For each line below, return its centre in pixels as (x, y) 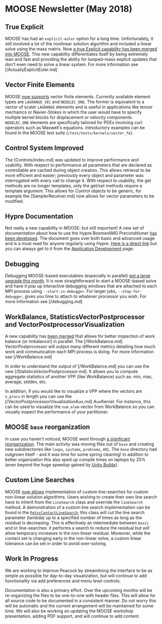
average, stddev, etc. (26, 382)
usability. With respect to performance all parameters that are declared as (79, 165)
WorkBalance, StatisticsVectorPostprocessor (75, 317)
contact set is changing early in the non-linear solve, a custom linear (73, 538)
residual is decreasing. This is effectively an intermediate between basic (77, 523)
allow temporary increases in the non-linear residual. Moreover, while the (78, 533)
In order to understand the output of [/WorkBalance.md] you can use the (77, 366)
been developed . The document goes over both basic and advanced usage (80, 238)
